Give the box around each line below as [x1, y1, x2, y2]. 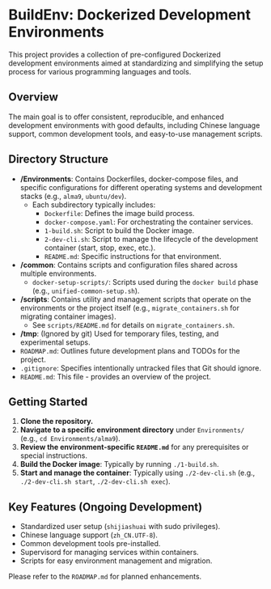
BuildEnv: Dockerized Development [8, 6, 251, 24]
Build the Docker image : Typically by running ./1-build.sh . [19, 460, 219, 469]
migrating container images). [19, 311, 116, 321]
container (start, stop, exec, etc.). [44, 243, 156, 252]
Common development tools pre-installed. [19, 539, 161, 549]
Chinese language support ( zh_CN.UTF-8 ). [19, 530, 158, 540]
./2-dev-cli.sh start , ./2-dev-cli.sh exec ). [19, 477, 171, 486]
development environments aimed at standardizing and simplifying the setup [8, 58, 264, 68]
